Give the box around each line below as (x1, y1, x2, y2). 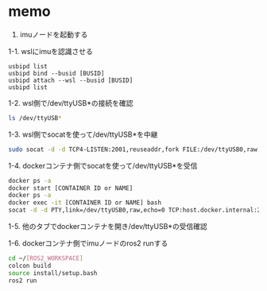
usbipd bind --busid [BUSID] (8, 69, 105, 77)
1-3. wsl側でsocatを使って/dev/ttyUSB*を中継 (8, 130, 158, 139)
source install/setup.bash (8, 269, 98, 277)
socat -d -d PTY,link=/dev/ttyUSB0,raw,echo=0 (8, 206, 165, 215)
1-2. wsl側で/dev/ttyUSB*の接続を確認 (8, 98, 133, 107)
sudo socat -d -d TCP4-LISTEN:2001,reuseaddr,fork (8, 145, 180, 153)
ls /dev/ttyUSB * (8, 114, 62, 122)
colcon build (8, 262, 52, 270)
